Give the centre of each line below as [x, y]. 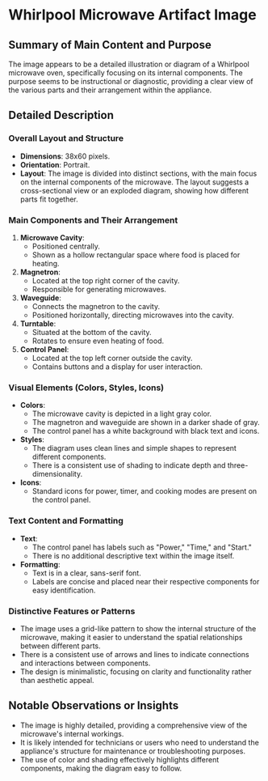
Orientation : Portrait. [55, 164]
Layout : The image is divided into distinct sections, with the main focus [138, 173]
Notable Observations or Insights [94, 706]
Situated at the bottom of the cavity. [92, 332]
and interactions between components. [85, 663]
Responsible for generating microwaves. [99, 289]
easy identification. [64, 590]
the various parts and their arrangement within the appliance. [110, 90]
